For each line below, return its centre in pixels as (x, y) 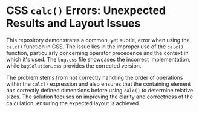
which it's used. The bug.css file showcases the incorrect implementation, (98, 59)
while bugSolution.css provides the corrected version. (74, 66)
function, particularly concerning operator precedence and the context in (97, 53)
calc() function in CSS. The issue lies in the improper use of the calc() (95, 47)
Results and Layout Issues (73, 23)
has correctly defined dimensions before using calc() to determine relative (100, 90)
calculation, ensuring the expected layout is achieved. (73, 103)
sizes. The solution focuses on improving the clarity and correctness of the (100, 97)
